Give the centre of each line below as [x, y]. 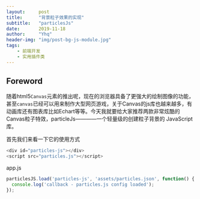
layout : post [28, 12]
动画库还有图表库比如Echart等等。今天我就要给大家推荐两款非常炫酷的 [93, 112]
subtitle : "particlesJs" [40, 23]
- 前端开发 [29, 51]
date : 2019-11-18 [36, 29]
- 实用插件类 [31, 57]
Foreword [25, 81]
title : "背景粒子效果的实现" [45, 17]
